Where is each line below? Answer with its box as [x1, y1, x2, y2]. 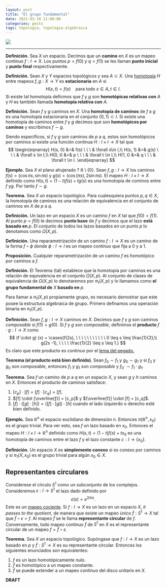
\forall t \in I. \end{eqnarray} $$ [51, 157, 115, 163]
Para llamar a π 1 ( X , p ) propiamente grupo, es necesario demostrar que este [5, 294, 158, 301]
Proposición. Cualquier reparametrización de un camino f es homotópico [5, 253, 155, 259]
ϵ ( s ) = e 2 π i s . [71, 495, 96, 502]
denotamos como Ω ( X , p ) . [5, 228, 58, 234]
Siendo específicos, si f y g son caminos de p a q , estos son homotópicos [5, 134, 155, 140]
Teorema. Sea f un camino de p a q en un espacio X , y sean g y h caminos [5, 374, 157, 380]
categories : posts [5, 21, 43, 26]
